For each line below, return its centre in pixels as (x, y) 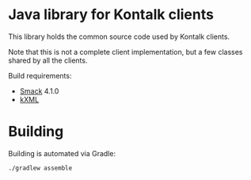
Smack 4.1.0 (39, 91)
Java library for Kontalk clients (111, 15)
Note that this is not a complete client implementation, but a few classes (125, 52)
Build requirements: (40, 75)
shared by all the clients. (48, 60)
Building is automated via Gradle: (62, 153)
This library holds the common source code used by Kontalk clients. (119, 36)
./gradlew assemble (40, 168)
